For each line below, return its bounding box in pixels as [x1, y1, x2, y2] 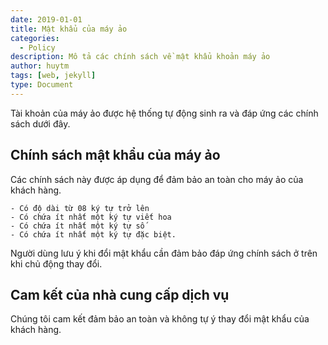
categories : [10, 33, 60, 43]
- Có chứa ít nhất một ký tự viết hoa [10, 212, 172, 222]
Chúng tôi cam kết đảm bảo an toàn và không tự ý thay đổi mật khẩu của [10, 313, 310, 325]
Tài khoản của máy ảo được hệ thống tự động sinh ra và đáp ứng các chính [10, 107, 319, 119]
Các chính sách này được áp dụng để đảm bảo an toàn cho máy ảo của [10, 173, 304, 185]
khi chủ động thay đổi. [10, 257, 103, 270]
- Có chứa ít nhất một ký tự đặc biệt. [10, 229, 177, 240]
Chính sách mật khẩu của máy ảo [10, 147, 221, 164]
